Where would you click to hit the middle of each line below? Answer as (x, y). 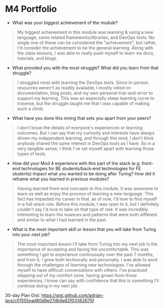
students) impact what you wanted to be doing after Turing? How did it (84, 173)
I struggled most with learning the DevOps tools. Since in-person (83, 83)
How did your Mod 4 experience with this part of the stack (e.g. (76, 163)
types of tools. (32, 154)
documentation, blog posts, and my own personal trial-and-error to (85, 93)
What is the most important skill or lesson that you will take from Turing (84, 229)
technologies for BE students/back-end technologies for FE (81, 168)
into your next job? (31, 234)
